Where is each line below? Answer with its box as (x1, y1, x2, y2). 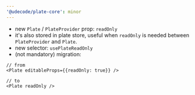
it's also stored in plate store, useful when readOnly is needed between (14, 31, 190, 39)
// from (6, 62, 26, 68)
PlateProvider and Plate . (14, 38, 78, 45)
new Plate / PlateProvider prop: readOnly (14, 25, 118, 32)
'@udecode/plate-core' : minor (6, 8, 82, 15)
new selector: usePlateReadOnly (14, 44, 93, 51)
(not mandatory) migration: (14, 50, 82, 57)
